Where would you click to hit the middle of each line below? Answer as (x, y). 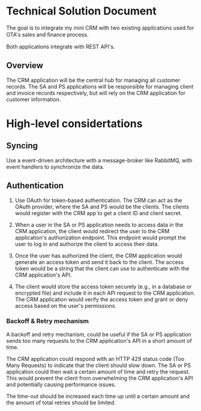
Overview (25, 65)
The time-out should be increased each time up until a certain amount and (98, 396)
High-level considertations (74, 123)
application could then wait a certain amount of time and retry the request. (98, 371)
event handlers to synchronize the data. (55, 166)
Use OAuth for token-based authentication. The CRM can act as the (98, 200)
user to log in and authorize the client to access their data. (87, 244)
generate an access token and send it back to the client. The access (99, 262)
